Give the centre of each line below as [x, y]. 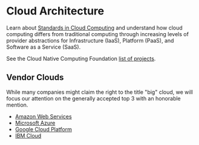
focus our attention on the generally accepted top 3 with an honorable [94, 98]
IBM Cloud [28, 135]
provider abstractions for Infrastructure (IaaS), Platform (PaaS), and [90, 40]
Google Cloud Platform [44, 129]
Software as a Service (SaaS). [44, 47]
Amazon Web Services [43, 116]
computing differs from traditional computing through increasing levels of [98, 34]
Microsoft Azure [35, 123]
